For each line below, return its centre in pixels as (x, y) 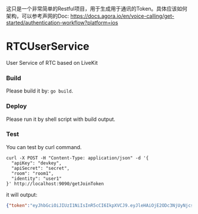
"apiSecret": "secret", (40, 168)
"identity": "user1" (37, 179)
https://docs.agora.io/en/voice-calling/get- (123, 16)
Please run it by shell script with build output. (61, 119)
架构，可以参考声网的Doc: (38, 16)
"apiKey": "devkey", (37, 163)
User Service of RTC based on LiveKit (52, 62)
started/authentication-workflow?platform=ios (62, 23)
